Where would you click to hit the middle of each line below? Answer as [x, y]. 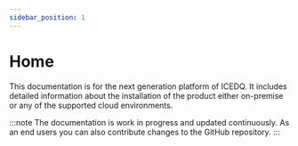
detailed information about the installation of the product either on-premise [146, 95]
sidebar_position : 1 [48, 17]
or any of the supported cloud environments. [91, 105]
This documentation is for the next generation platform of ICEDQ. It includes [148, 86]
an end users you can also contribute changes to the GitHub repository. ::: [145, 132]
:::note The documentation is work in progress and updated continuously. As [149, 122]
